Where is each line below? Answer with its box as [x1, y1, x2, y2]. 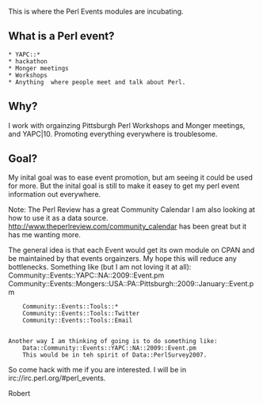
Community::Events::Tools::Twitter [22, 310, 140, 318]
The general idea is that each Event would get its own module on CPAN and [8, 245, 255, 255]
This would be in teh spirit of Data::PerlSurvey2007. [22, 351, 208, 359]
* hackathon [8, 57, 48, 66]
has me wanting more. [8, 230, 82, 240]
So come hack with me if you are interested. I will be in [8, 365, 187, 375]
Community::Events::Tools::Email [22, 316, 133, 325]
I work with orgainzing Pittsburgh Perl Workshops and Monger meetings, [8, 120, 246, 130]
